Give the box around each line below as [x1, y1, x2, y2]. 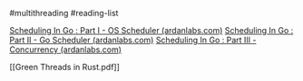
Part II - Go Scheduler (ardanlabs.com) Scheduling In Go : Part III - [9, 35, 257, 45]
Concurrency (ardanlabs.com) [9, 44, 122, 55]
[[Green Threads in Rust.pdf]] [9, 62, 121, 72]
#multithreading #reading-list [9, 8, 119, 18]
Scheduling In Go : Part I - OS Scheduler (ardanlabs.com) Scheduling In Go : [9, 25, 294, 35]
